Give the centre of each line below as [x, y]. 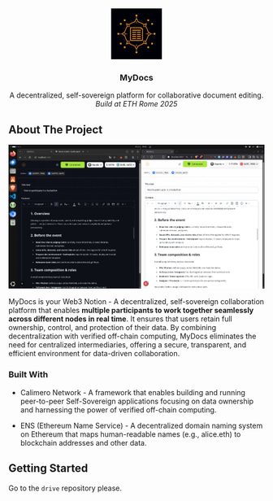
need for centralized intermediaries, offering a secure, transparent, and [127, 345]
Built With [28, 375]
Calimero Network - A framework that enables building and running [133, 392]
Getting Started [48, 468]
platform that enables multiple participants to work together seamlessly [131, 311]
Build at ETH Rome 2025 [136, 104]
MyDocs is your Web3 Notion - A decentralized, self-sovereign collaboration [136, 302]
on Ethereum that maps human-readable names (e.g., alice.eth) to [130, 434]
